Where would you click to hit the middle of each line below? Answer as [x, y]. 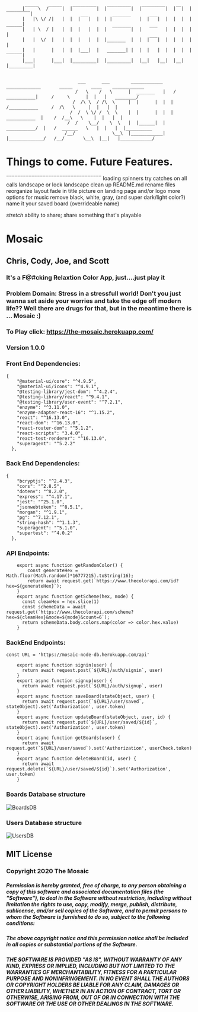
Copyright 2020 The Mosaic [47, 871]
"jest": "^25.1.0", [41, 502]
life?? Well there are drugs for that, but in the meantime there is [99, 309]
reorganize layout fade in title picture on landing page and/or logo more [93, 191]
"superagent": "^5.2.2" [46, 443]
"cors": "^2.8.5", [39, 486]
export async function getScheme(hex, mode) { [75, 597]
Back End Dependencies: [43, 464]
